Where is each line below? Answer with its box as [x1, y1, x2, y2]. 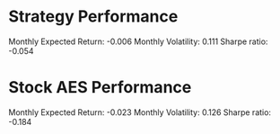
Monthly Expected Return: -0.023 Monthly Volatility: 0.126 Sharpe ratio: [8, 106, 271, 118]
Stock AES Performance [8, 77, 192, 98]
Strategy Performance [8, 6, 179, 27]
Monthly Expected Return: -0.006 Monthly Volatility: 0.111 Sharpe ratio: [8, 36, 268, 47]
